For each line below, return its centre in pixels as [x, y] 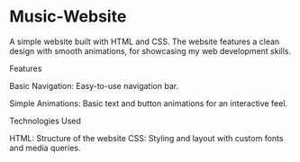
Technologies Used [45, 121]
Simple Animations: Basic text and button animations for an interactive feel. [149, 103]
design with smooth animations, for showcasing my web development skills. [150, 50]
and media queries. [45, 148]
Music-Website [68, 17]
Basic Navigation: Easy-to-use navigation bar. [94, 85]
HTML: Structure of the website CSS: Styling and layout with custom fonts [146, 138]
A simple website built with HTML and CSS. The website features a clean [145, 41]
